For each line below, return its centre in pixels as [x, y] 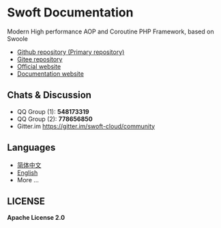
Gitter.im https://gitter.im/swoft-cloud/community [86, 126]
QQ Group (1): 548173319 [53, 111]
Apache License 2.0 [36, 218]
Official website [39, 66]
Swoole [18, 38]
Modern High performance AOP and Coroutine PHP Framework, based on [110, 31]
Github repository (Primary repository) [71, 52]
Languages [31, 148]
